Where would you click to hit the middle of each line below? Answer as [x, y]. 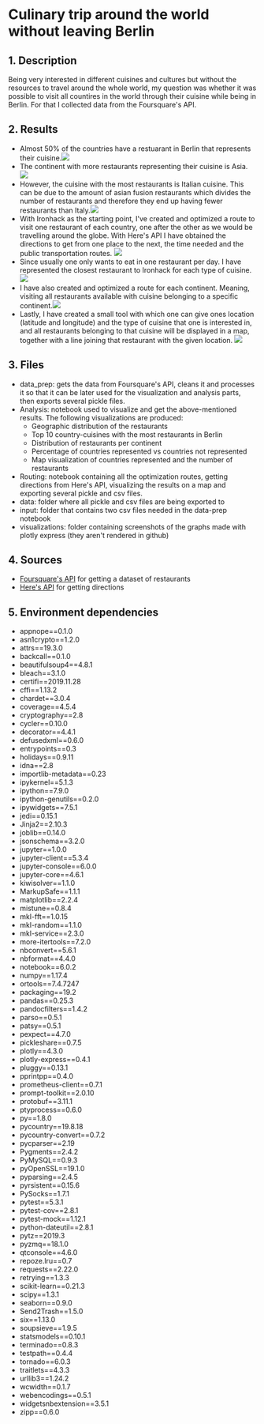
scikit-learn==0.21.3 [52, 1286]
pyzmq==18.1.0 [44, 1244]
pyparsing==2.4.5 [49, 1177]
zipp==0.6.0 [39, 1412]
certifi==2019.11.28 [50, 682]
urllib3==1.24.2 [44, 1379]
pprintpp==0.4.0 [46, 1076]
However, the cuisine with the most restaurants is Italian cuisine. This [132, 184]
